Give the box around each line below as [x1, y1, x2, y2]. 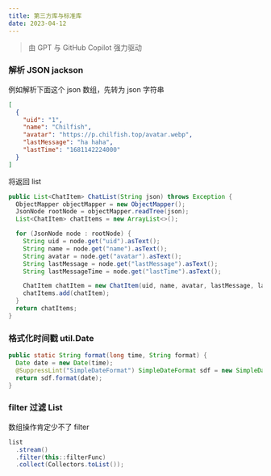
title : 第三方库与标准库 [8, 11, 82, 20]
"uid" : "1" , [23, 116, 63, 124]
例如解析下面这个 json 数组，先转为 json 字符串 [8, 84, 165, 94]
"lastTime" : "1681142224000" [23, 146, 121, 154]
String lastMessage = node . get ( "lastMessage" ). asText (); [23, 259, 219, 267]
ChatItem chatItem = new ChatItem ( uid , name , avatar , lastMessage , [23, 282, 254, 290]
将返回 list [8, 176, 42, 186]
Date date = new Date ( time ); [15, 359, 114, 367]
